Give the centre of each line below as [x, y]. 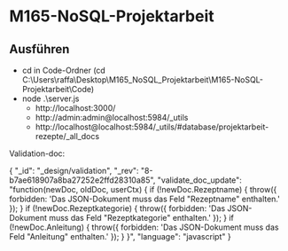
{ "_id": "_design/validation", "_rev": [74, 171]
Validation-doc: [37, 153]
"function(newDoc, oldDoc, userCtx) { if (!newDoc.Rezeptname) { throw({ [143, 189]
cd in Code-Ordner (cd [64, 70]
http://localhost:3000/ [75, 108]
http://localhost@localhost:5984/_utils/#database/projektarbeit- [152, 127]
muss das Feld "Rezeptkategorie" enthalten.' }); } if [141, 218]
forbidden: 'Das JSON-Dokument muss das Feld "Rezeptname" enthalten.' [145, 199]
